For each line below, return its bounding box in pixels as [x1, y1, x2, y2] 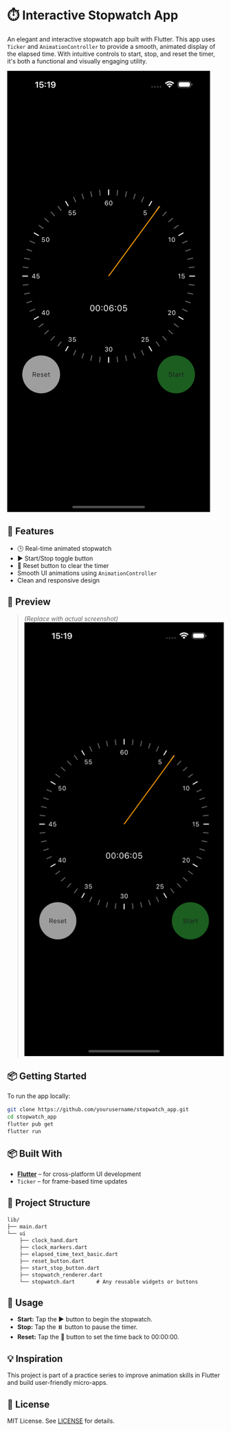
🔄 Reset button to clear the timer [16, 561, 109, 569]
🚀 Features [7, 525, 54, 537]
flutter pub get [7, 1121, 54, 1128]
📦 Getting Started [7, 1070, 87, 1082]
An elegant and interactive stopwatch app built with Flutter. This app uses [7, 34, 215, 43]
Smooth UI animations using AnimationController [16, 569, 157, 577]
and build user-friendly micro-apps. [7, 1379, 108, 1387]
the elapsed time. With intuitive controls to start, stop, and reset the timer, [7, 50, 215, 58]
